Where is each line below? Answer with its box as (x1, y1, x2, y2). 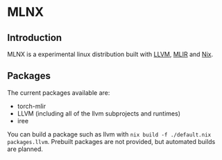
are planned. (7, 145, 44, 153)
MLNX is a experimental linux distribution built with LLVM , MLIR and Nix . (7, 50, 214, 58)
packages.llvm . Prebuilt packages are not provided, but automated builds (7, 137, 216, 145)
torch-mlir (17, 102, 46, 110)
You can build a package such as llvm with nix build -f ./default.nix (7, 130, 212, 139)
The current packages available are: (7, 88, 110, 97)
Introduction (7, 32, 62, 44)
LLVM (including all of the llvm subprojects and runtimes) (17, 109, 181, 118)
